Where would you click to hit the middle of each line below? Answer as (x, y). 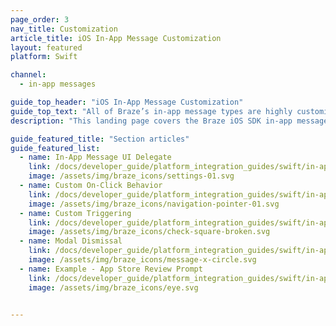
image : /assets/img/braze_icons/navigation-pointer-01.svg (154, 204)
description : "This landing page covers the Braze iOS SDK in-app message (169, 121)
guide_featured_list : (55, 148)
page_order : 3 (40, 19)
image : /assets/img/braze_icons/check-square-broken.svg (149, 232)
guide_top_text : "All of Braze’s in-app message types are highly (151, 111)
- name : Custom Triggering (75, 213)
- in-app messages (58, 84)
